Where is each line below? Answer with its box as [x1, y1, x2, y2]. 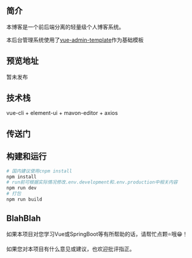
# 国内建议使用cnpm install [6, 168, 72, 174]
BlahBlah [6, 213, 41, 224]
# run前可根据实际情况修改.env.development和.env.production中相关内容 [6, 179, 178, 185]
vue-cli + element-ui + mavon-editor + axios [6, 109, 118, 117]
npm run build [6, 196, 43, 203]
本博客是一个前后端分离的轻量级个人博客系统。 [6, 23, 124, 31]
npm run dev [6, 185, 37, 191]
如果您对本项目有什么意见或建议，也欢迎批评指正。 [6, 245, 135, 252]
